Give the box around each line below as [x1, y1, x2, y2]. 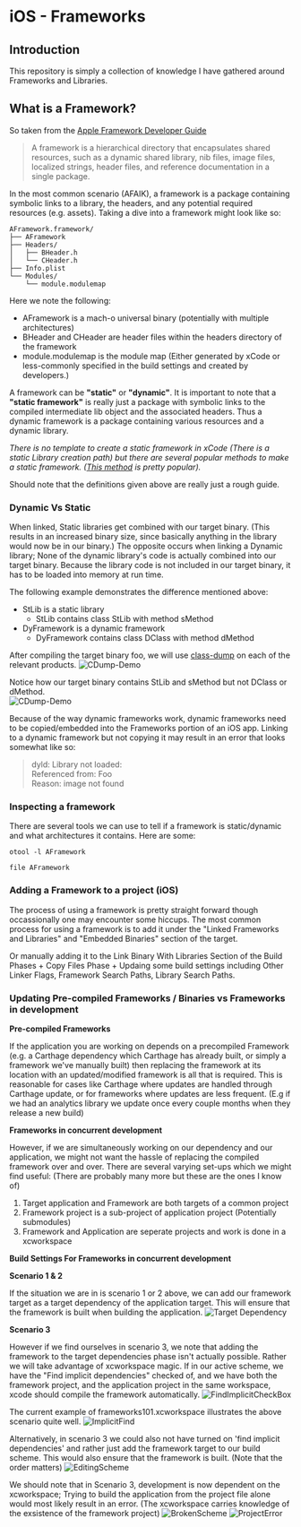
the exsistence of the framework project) [9, 1508, 160, 1518]
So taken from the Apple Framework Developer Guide [9, 125, 207, 135]
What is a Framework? [9, 101, 137, 116]
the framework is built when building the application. [9, 1307, 203, 1317]
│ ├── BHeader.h [9, 248, 78, 257]
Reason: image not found [30, 778, 125, 789]
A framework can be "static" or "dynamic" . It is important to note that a [9, 387, 277, 398]
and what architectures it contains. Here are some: [9, 831, 196, 841]
